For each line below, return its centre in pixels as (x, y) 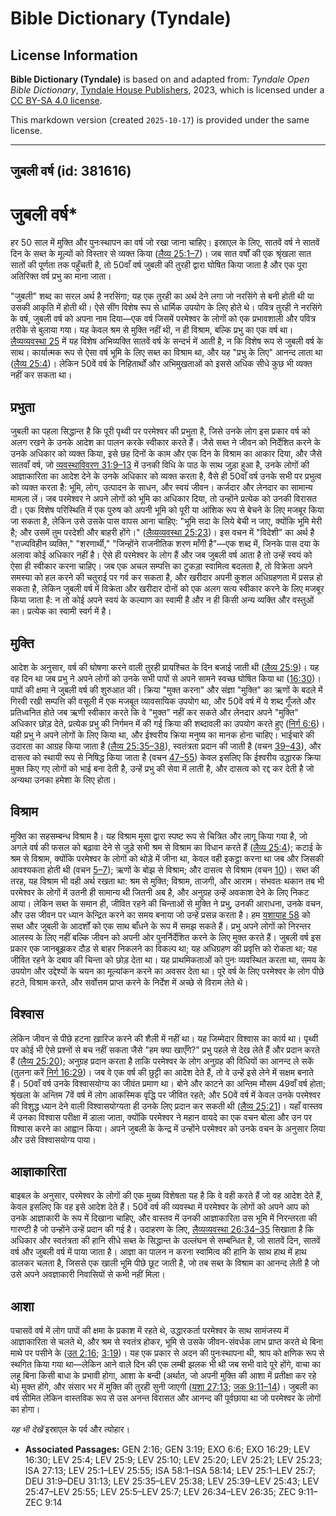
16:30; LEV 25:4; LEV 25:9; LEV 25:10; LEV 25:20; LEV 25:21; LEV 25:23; (173, 1460)
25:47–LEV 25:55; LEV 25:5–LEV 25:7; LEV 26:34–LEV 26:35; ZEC (160, 1492)
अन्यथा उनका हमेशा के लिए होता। (63, 779)
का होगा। (25, 1409)
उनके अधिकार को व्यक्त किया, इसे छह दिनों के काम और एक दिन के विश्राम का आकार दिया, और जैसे (166, 454)
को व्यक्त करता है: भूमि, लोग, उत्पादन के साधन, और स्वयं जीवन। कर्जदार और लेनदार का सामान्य (161, 488)
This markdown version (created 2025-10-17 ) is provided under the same (160, 120)
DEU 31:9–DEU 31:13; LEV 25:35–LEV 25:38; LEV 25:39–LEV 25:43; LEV (172, 1481)
